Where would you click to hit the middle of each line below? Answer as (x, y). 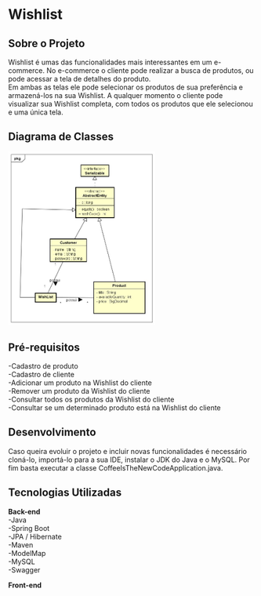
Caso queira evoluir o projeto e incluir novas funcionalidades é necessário (127, 451)
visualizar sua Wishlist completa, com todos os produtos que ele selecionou (130, 104)
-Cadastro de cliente (41, 375)
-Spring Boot (29, 528)
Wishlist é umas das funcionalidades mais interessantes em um (111, 62)
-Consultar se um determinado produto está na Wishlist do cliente (114, 408)
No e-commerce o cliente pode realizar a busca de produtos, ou (150, 71)
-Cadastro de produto (43, 366)
